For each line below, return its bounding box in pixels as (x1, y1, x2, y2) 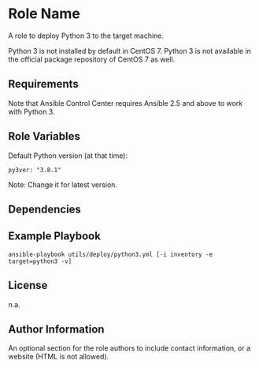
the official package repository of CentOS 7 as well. (8, 54, 176, 64)
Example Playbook (8, 230, 101, 243)
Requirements (8, 77, 79, 91)
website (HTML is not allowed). (8, 352, 109, 362)
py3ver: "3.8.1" (8, 166, 61, 174)
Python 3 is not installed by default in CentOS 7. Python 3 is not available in (8, 46, 252, 55)
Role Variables (8, 130, 80, 143)
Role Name (8, 5, 80, 23)
